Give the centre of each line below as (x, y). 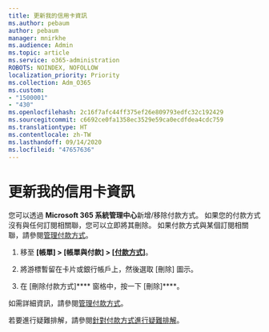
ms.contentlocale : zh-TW (50, 134)
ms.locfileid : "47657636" (51, 150)
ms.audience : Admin (41, 46)
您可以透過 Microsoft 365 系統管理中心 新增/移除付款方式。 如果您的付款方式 (134, 215)
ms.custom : (26, 90)
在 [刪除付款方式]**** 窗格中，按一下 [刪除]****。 (102, 286)
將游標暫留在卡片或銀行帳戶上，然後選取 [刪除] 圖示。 (108, 270)
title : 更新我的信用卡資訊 (48, 16)
